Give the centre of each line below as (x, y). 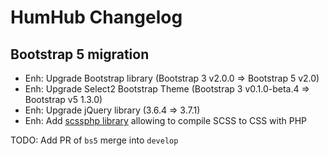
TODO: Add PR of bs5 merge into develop (94, 140)
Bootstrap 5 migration (80, 54)
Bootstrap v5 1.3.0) (63, 99)
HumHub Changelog (96, 17)
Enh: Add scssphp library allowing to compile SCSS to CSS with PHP (166, 120)
